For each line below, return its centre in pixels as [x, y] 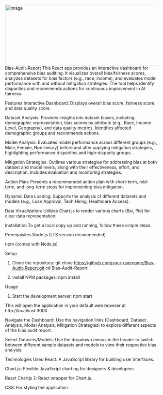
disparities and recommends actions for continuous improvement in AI [75, 89]
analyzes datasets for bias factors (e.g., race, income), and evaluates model [81, 78]
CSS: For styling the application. [37, 387]
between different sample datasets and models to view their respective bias [81, 345]
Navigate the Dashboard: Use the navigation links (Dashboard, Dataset [76, 320]
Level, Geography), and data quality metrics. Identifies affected [68, 128]
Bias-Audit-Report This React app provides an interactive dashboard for [77, 68]
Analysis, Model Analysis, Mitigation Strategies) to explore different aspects [81, 325]
